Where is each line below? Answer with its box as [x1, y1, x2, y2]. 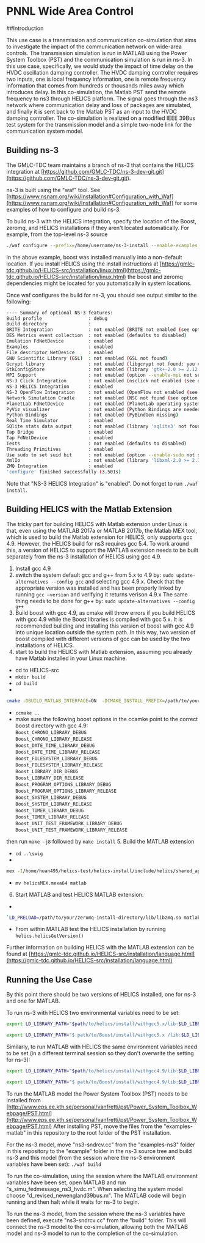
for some [174, 199, 198, 206]
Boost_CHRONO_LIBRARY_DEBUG [15, 729, 87, 735]
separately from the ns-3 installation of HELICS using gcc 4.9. [6, 552, 162, 560]
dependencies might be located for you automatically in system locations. [6, 280, 192, 287]
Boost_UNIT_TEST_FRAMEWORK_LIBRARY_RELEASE [15, 827, 128, 833]
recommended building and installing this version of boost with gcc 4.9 [15, 622, 194, 629]
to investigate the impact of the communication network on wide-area [6, 43, 182, 50]
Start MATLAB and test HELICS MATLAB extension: [15, 891, 144, 898]
